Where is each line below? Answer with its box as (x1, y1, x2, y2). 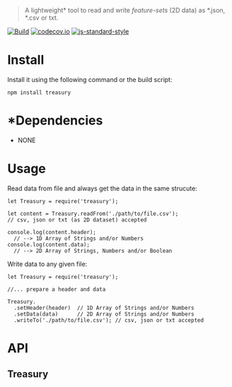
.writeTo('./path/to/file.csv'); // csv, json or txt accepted (13, 316, 204, 324)
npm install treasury (7, 88, 71, 96)
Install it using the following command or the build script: (7, 75, 173, 83)
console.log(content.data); (7, 241, 91, 248)
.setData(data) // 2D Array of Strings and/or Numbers (13, 311, 195, 318)
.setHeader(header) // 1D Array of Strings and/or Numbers (13, 304, 195, 311)
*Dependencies (7, 112, 103, 129)
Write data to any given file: (7, 260, 88, 268)
